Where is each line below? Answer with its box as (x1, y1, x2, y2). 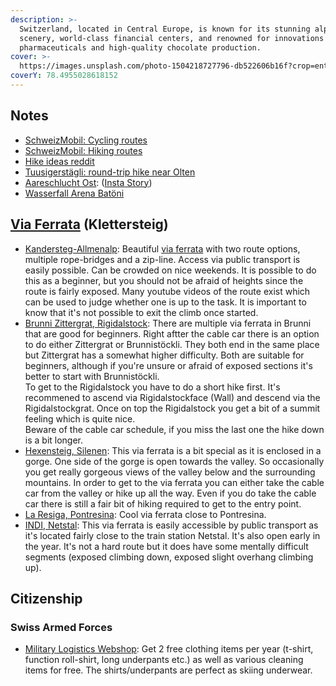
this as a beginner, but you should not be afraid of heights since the (24, 274, 304, 286)
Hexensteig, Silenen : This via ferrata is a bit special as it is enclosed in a (24, 444, 322, 456)
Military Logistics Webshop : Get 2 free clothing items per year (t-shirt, (24, 643, 314, 655)
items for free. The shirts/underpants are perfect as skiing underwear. (24, 664, 313, 676)
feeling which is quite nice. (24, 412, 136, 425)
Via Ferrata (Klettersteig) (10, 216, 169, 233)
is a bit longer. (24, 434, 84, 446)
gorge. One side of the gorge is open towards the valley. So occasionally (24, 455, 325, 467)
